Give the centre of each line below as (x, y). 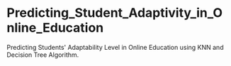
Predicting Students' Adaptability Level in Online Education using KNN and (115, 47)
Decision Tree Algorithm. (43, 55)
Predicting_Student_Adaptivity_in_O (115, 13)
